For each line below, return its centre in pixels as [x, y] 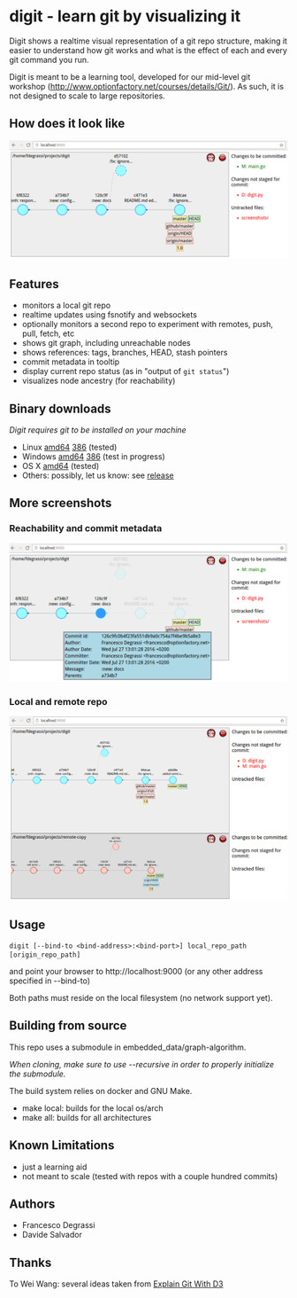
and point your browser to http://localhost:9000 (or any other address [136, 972]
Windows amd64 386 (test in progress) [93, 456]
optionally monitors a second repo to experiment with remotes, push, [148, 324]
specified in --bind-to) [50, 981]
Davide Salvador [52, 1235]
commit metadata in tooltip [71, 362]
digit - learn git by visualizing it [125, 16]
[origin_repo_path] [45, 955]
